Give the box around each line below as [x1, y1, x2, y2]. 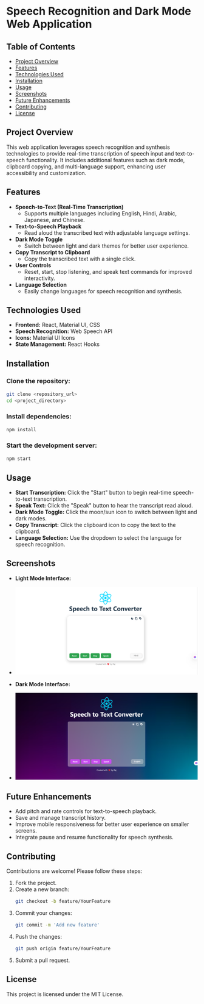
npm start [6, 456, 32, 462]
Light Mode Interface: [15, 575, 72, 582]
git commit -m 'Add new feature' [15, 922, 100, 928]
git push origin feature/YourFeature [15, 945, 111, 952]
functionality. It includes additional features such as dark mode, [26, 156, 185, 163]
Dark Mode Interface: [15, 680, 71, 687]
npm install [6, 427, 36, 433]
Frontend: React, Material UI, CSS [15, 321, 100, 329]
